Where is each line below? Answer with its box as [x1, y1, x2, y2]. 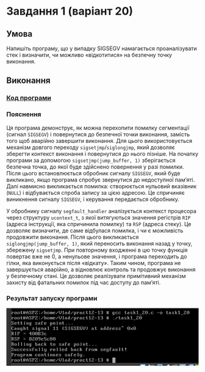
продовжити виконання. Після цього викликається [6, 233, 139, 241]
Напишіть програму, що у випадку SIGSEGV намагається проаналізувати [6, 45, 197, 52]
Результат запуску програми [6, 294, 98, 302]
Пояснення [6, 110, 41, 119]
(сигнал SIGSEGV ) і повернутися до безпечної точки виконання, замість [6, 130, 190, 138]
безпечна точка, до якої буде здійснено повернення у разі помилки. [6, 163, 184, 170]
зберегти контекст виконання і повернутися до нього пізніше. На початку [6, 150, 199, 157]
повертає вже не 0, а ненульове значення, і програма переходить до [6, 252, 187, 260]
